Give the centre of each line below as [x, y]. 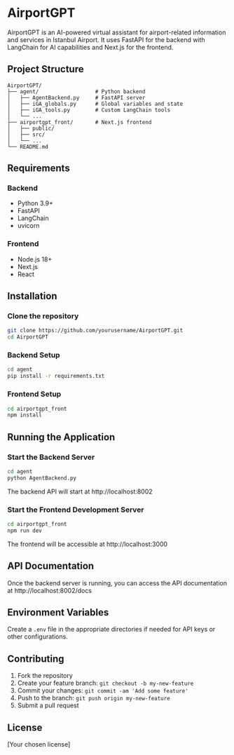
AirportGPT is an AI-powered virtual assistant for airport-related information [117, 32]
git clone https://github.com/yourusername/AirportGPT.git [95, 331]
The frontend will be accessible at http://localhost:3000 [88, 544]
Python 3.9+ [35, 203]
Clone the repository [43, 316]
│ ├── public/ [31, 128]
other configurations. [37, 637]
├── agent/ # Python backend [76, 91]
